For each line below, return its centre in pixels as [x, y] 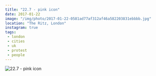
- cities [16, 41]
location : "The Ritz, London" [36, 23]
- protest [17, 50]
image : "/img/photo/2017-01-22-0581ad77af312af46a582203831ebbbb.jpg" [78, 19]
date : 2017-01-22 [23, 14]
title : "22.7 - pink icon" [32, 9]
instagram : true [21, 28]
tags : [10, 32]
